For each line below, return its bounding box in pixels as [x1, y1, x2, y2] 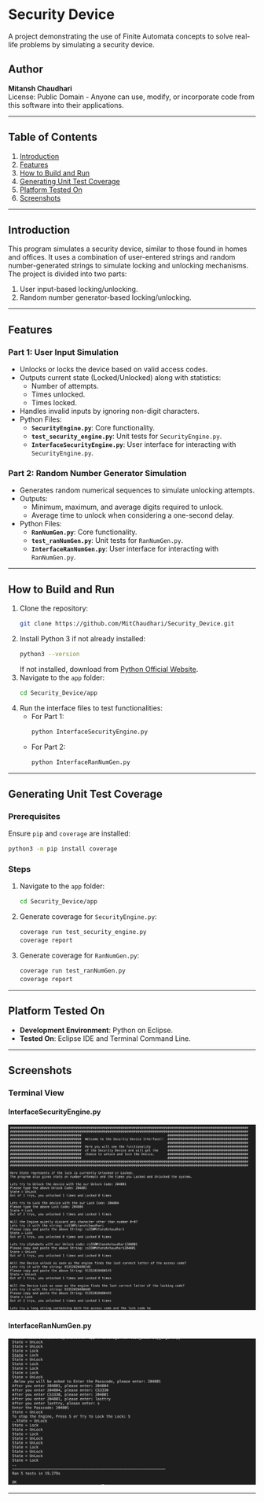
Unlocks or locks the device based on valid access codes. [19, 364, 208, 375]
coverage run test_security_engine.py [19, 928, 147, 936]
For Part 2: [31, 742, 66, 751]
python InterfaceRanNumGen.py [31, 758, 131, 766]
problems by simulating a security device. [19, 39, 155, 49]
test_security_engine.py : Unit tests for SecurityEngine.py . [31, 431, 222, 441]
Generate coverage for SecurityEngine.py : [19, 912, 157, 921]
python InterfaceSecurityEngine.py [31, 728, 148, 736]
